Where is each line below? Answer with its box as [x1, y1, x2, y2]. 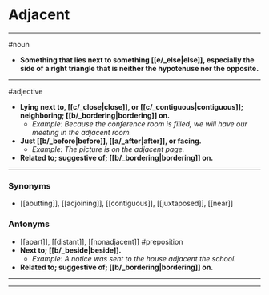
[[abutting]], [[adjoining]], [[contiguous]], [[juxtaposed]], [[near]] [19, 198, 234, 209]
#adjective [8, 86, 43, 96]
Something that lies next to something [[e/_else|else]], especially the [19, 54, 255, 65]
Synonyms [8, 180, 51, 191]
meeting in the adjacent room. [31, 127, 132, 137]
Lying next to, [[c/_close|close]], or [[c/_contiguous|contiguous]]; [19, 102, 244, 111]
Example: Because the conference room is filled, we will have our [31, 118, 248, 129]
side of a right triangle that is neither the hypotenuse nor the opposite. [19, 63, 259, 73]
